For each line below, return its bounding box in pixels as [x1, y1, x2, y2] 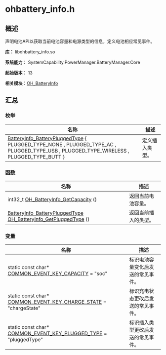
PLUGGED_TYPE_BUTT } [7, 153, 65, 160]
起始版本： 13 [5, 70, 33, 76]
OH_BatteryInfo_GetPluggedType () [7, 216, 90, 223]
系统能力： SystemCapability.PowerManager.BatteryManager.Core [5, 59, 140, 65]
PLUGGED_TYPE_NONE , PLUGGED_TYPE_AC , [7, 141, 117, 148]
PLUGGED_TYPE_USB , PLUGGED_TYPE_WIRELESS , [7, 147, 129, 154]
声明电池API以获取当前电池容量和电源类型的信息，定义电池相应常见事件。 [5, 39, 155, 44]
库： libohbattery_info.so [5, 49, 55, 55]
